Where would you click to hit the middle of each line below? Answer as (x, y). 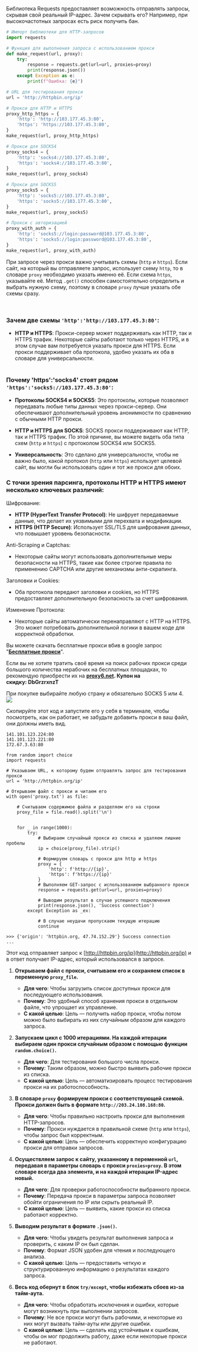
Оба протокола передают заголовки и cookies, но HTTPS (87, 592)
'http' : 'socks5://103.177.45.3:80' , (63, 196)
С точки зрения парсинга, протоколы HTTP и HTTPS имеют (96, 482)
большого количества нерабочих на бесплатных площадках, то (87, 669)
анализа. (35, 1257)
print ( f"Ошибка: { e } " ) (55, 81)
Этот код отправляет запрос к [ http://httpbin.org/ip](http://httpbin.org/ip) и (99, 953)
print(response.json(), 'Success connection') (96, 905)
